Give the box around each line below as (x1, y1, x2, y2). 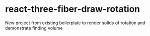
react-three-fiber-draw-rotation (5, 3, 140, 15)
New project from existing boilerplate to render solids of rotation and (5, 20, 146, 26)
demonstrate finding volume (5, 25, 63, 31)
